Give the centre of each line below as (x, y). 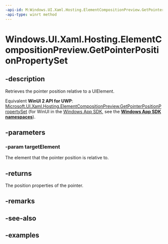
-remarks (20, 201)
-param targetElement (33, 147)
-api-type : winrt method (31, 15)
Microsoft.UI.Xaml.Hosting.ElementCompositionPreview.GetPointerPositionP (83, 106)
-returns (18, 173)
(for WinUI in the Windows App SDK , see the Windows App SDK (95, 111)
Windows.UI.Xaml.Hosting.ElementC (83, 39)
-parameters (25, 133)
